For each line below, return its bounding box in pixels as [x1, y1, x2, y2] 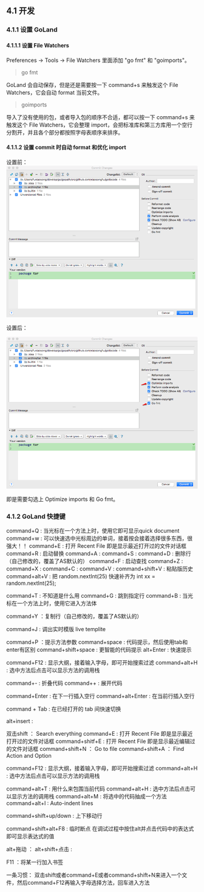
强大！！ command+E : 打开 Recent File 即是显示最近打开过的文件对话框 [6, 542, 187, 550]
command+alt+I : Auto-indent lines [6, 800, 93, 807]
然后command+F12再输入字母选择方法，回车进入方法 [16, 879, 150, 887]
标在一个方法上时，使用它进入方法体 [6, 600, 97, 607]
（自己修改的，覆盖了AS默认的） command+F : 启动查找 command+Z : [6, 558, 183, 565]
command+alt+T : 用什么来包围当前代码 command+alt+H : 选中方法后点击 [6, 785, 190, 792]
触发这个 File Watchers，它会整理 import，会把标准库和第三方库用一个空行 [6, 121, 193, 128]
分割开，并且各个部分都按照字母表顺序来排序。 [6, 128, 123, 136]
